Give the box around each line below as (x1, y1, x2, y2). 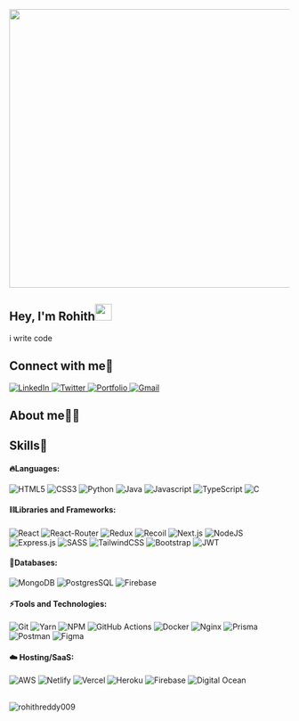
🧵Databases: (9, 557, 58, 569)
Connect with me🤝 (9, 358, 114, 373)
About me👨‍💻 (9, 408, 80, 423)
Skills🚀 (9, 438, 48, 454)
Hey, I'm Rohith (9, 309, 96, 324)
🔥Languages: (9, 463, 61, 473)
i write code (9, 332, 53, 343)
